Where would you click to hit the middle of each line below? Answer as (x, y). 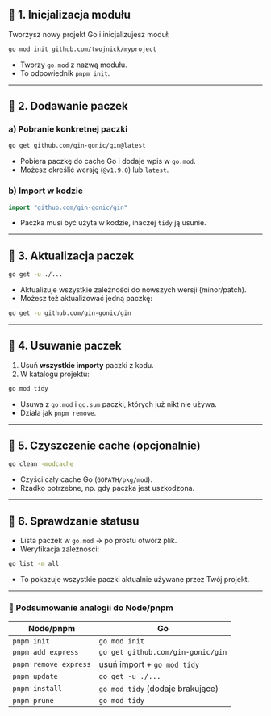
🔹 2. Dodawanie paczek (68, 106)
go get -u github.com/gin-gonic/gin (70, 313)
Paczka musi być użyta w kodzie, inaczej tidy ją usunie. (113, 223)
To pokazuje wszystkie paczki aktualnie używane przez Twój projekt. (135, 580)
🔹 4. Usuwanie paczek (65, 346)
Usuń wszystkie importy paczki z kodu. (87, 365)
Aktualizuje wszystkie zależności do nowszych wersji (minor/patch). (133, 290)
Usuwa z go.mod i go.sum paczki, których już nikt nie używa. (119, 404)
